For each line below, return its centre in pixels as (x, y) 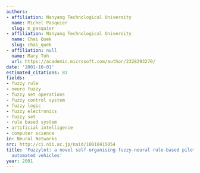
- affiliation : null (32, 51)
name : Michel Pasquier (40, 23)
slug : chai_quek (32, 45)
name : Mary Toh (30, 56)
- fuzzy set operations (36, 95)
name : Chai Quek (32, 39)
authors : (17, 12)
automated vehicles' (37, 155)
